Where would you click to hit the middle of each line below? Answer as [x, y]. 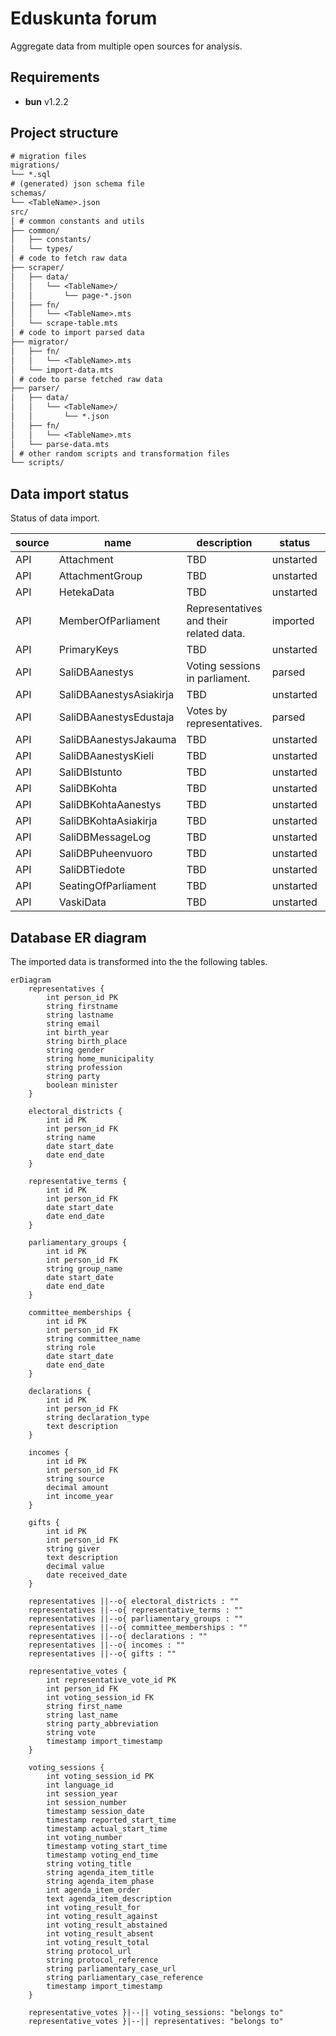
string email [73, 1023]
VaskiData [82, 902]
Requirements [55, 77]
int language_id [80, 1785]
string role [71, 1347]
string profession [84, 1067]
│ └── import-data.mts [62, 370]
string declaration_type [98, 1417]
